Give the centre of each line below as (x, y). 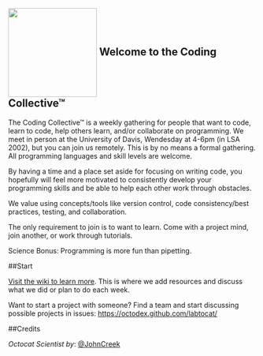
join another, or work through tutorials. (70, 235)
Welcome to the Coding (158, 52)
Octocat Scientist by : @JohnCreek (64, 343)
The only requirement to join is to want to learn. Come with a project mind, (129, 227)
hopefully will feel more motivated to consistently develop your (110, 179)
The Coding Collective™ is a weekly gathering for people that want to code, (130, 122)
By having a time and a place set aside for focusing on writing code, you (125, 171)
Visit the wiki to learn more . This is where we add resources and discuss (125, 281)
